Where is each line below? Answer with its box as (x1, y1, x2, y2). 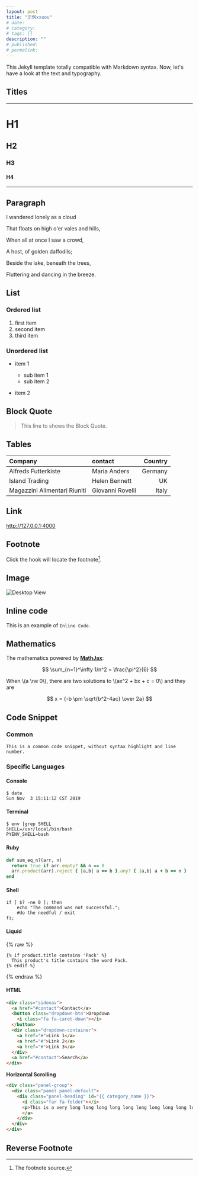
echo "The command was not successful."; (17, 905, 120, 911)
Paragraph (6, 198, 46, 208)
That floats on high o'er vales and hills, (6, 225, 101, 232)
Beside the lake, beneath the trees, (6, 259, 91, 267)
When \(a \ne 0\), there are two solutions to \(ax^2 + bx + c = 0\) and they (6, 678, 186, 685)
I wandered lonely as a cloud (6, 214, 76, 221)
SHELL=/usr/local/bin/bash (6, 826, 73, 832)
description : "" (6, 36, 46, 42)
